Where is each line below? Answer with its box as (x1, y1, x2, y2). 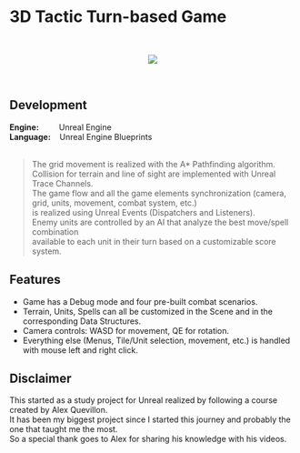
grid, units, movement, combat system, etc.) (31, 197, 197, 208)
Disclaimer (9, 370, 72, 386)
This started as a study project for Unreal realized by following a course (9, 395, 278, 406)
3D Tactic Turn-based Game (9, 6, 227, 27)
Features (9, 272, 61, 287)
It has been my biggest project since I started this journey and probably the (9, 414, 291, 425)
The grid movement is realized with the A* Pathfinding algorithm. (31, 158, 275, 169)
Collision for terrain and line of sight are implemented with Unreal (31, 168, 276, 179)
